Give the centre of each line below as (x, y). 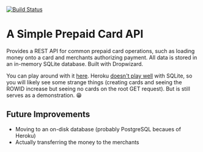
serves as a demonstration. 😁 (44, 95)
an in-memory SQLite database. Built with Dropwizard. (75, 63)
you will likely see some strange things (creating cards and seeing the (94, 82)
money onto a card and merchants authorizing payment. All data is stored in (102, 57)
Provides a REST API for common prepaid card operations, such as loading (101, 51)
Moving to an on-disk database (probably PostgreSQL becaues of (98, 129)
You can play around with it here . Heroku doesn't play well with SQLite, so (99, 76)
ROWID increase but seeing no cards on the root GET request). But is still (98, 89)
